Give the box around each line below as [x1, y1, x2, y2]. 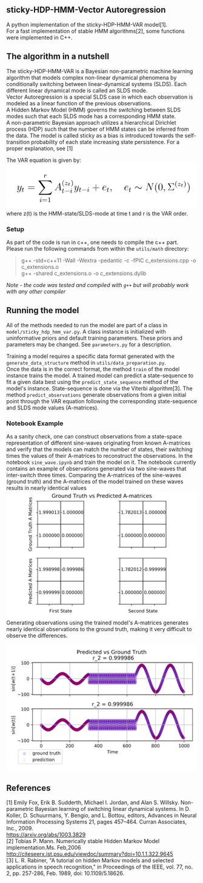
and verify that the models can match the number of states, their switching [6, 446, 193, 453]
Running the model [6, 305, 79, 316]
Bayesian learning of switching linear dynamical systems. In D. [35, 805, 191, 813]
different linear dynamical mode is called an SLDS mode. [6, 87, 148, 94]
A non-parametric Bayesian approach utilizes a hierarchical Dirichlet [6, 119, 177, 126]
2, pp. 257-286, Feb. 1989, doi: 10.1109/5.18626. [6, 870, 125, 877]
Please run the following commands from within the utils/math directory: [6, 245, 189, 253]
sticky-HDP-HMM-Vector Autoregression [6, 5, 166, 15]
